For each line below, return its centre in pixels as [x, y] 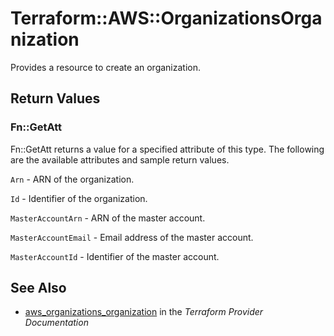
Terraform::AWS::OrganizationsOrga [166, 18]
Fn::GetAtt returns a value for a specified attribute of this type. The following [167, 149]
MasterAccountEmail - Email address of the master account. [132, 237]
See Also [38, 288]
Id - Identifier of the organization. [79, 198]
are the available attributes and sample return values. [120, 159]
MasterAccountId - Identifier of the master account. [115, 256]
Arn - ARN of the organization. [72, 179]
